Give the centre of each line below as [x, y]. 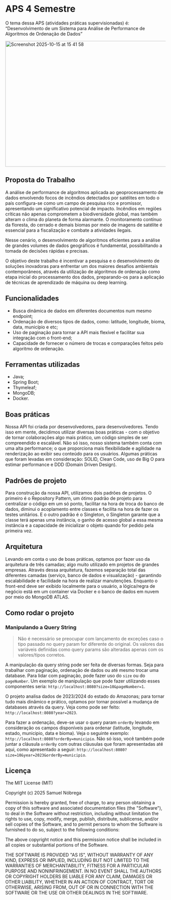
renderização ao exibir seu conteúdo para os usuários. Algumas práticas [81, 454]
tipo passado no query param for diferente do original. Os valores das [91, 644]
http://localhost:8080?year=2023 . [41, 712]
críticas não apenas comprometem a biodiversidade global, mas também [82, 214]
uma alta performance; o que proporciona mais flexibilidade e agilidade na [83, 448]
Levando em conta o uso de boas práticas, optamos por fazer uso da [78, 559]
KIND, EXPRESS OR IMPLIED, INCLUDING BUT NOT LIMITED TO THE [77, 860]
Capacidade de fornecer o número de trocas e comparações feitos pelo [88, 343]
